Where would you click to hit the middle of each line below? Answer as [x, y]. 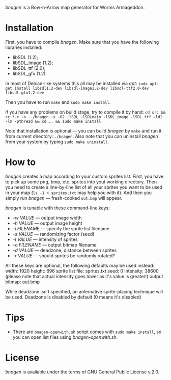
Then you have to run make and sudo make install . [58, 102]
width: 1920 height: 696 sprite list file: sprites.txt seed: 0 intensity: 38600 [82, 271]
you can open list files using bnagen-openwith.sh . [65, 337]
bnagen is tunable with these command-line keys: [58, 208]
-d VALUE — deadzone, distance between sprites [65, 250]
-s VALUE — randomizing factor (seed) [53, 234]
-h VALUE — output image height [47, 223]
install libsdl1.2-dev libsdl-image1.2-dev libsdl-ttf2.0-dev [82, 88]
